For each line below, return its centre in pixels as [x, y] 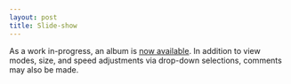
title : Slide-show [43, 26]
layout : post [33, 17]
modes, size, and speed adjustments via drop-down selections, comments [145, 60]
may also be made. [44, 69]
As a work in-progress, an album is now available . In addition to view [135, 50]
